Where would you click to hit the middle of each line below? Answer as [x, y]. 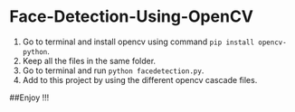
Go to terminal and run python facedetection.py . [113, 70]
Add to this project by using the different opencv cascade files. [140, 79]
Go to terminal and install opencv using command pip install [138, 42]
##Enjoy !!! [29, 98]
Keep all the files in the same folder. [89, 61]
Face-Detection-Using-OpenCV [131, 17]
